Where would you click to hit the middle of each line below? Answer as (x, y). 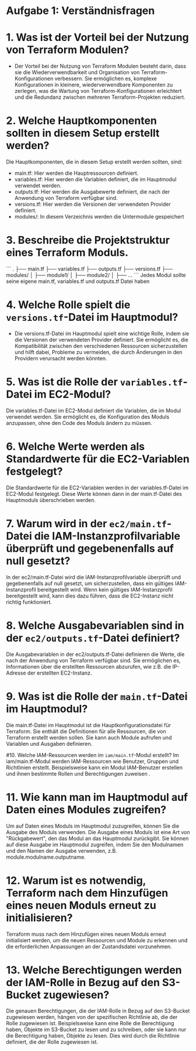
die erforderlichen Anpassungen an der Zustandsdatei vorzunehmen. (89, 946)
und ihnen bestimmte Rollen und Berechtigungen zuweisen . (78, 773)
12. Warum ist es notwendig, (76, 880)
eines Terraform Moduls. (67, 253)
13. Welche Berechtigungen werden (94, 970)
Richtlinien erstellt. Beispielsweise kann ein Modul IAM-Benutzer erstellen (94, 767)
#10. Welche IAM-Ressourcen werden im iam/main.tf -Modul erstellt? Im (92, 755)
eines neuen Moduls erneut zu (81, 905)
